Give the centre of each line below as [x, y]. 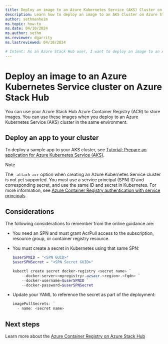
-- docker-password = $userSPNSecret [57, 285]
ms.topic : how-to [23, 24]
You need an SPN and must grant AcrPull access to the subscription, [83, 233]
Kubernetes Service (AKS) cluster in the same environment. [66, 122]
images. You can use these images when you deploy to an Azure [72, 117]
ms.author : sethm [23, 33]
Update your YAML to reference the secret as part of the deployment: [84, 295]
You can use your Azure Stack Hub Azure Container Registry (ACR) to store [83, 111]
